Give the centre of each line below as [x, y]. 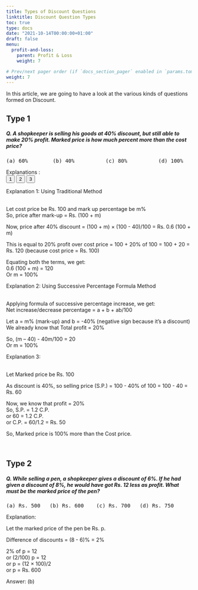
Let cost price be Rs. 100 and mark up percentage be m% [76, 209]
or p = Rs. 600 [24, 570]
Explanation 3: [24, 357]
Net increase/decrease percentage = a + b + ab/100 [69, 309]
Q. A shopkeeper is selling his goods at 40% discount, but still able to [93, 134]
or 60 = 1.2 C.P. [25, 416]
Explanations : [23, 172]
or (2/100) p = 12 [26, 557]
